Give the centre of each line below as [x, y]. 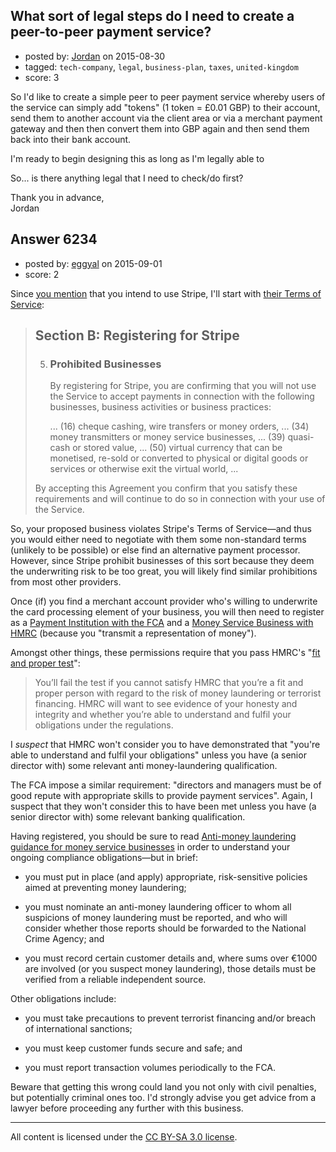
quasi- [301, 437]
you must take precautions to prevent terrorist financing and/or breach [170, 1018]
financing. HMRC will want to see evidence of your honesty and [166, 704]
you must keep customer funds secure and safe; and [133, 1048]
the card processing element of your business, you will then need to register [167, 612]
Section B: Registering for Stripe [137, 335]
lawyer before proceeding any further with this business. [127, 1108]
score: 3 [42, 77]
